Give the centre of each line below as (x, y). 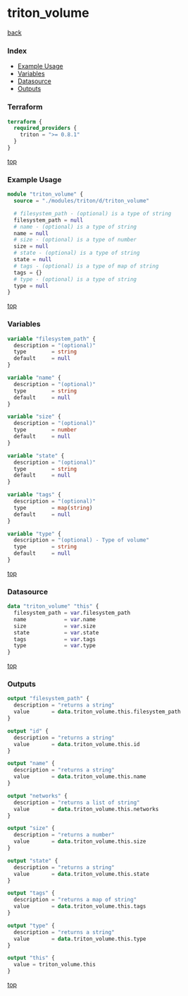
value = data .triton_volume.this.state (82, 874)
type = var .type (55, 646)
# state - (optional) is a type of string (77, 253)
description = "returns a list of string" (77, 803)
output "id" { (28, 731)
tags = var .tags (55, 639)
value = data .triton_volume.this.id (77, 744)
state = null (33, 260)
